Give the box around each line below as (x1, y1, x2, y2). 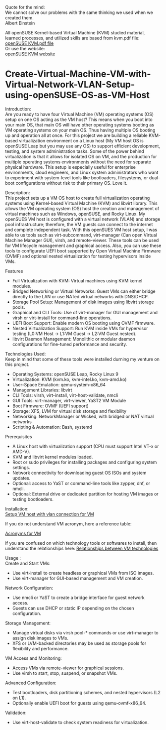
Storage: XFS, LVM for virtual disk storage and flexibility (12, 408, 127, 414)
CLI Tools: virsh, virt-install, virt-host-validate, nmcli (12, 392, 118, 398)
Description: (5, 189, 30, 196)
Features (5, 268, 23, 274)
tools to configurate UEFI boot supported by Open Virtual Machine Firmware (5, 247, 161, 253)
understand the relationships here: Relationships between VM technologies (5, 545, 159, 551)
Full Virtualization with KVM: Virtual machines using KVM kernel (12, 277, 143, 283)
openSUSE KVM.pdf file (5, 40, 54, 46)
